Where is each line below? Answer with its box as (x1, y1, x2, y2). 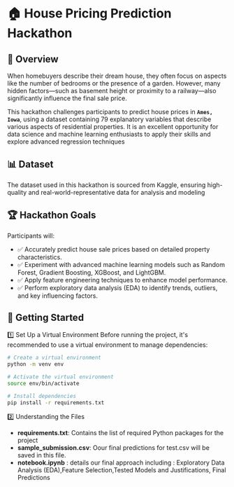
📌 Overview (7, 53, 59, 65)
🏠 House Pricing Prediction (7, 6, 172, 22)
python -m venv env (7, 361, 64, 368)
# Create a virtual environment (7, 355, 101, 362)
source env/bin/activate (7, 380, 80, 387)
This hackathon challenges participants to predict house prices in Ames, (7, 108, 213, 116)
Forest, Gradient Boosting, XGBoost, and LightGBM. (17, 268, 166, 277)
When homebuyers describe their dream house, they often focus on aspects (7, 71, 227, 80)
